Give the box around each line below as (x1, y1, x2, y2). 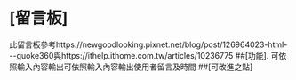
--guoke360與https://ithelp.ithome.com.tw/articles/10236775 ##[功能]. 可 (9, 50, 279, 60)
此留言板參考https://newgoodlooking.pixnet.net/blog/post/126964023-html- (9, 39, 288, 50)
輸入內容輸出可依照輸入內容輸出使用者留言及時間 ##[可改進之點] (16, 61, 253, 72)
